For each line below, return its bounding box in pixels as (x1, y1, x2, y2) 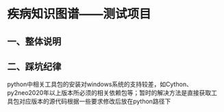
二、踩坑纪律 (7, 61, 62, 72)
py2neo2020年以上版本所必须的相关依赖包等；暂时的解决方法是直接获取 (7, 89, 212, 97)
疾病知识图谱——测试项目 (7, 6, 152, 22)
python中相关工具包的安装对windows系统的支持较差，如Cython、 (7, 80, 193, 89)
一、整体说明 (7, 36, 62, 47)
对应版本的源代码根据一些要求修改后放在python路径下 (18, 97, 171, 106)
